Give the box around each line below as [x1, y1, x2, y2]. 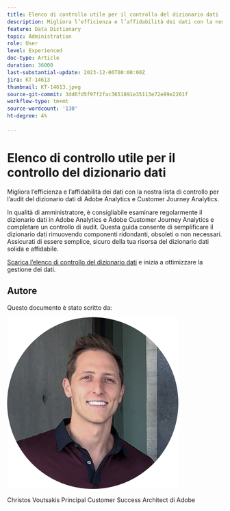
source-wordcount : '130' [7, 105, 78, 113]
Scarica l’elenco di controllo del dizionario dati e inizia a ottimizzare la [7, 258, 203, 266]
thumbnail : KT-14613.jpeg [7, 83, 81, 91]
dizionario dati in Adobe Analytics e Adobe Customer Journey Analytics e [7, 215, 214, 223]
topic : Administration [7, 33, 72, 40]
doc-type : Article [7, 55, 60, 62]
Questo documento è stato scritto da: [7, 303, 112, 312]
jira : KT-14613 [7, 76, 51, 83]
